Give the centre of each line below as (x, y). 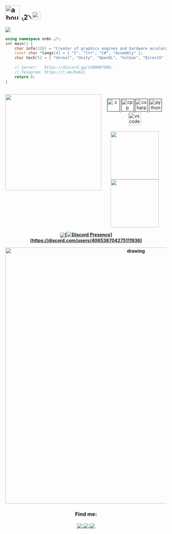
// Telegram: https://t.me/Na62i (50, 72)
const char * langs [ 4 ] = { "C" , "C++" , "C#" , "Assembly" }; (79, 53)
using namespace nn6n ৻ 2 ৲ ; (33, 39)
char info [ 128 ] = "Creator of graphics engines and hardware (81, 48)
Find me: (86, 514)
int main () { (19, 44)
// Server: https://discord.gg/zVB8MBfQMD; (64, 68)
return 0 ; (25, 77)
